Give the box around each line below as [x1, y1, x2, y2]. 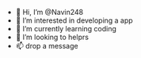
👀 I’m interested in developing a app [15, 16, 133, 25]
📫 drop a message [15, 42, 78, 50]
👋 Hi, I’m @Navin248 [15, 8, 84, 16]
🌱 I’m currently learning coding [15, 24, 117, 33]
